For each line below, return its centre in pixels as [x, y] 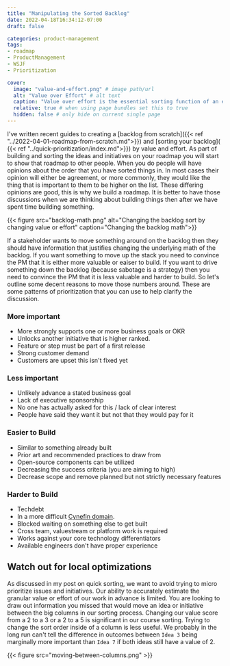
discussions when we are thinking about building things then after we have [112, 199]
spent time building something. [51, 207]
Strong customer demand [53, 353]
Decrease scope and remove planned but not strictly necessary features [119, 476]
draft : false [26, 26]
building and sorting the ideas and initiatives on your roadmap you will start [113, 155]
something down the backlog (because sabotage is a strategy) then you [108, 269]
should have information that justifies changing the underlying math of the [112, 248]
